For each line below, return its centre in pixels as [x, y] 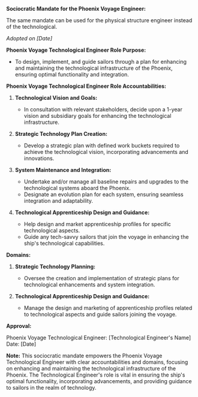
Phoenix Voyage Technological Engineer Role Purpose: [76, 50]
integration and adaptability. [58, 201]
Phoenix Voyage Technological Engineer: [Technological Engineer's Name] [99, 337]
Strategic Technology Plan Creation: [61, 134]
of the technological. [32, 27]
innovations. [39, 158]
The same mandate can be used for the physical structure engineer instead [99, 20]
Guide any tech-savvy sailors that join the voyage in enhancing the [106, 237]
